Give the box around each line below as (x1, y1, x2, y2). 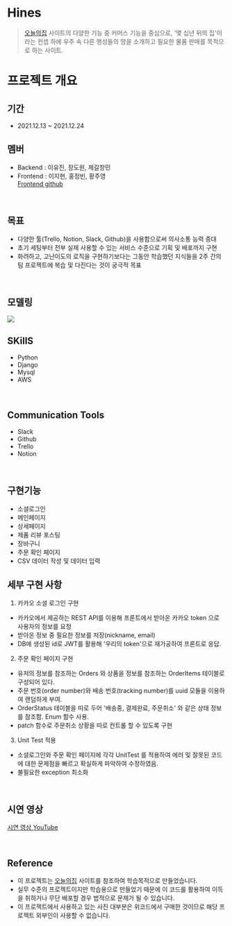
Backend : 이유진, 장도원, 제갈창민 (17, 163, 111, 171)
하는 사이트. (31, 46, 64, 54)
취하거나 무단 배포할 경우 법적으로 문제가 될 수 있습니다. (24, 894, 175, 902)
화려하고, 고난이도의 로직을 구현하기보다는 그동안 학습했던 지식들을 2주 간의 (17, 252, 222, 260)
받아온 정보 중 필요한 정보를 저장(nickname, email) (17, 630, 156, 639)
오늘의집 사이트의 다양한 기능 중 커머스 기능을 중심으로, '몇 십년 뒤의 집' (24, 28, 217, 37)
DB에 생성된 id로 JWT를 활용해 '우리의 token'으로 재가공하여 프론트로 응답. (17, 639, 222, 648)
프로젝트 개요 (7, 73, 78, 89)
